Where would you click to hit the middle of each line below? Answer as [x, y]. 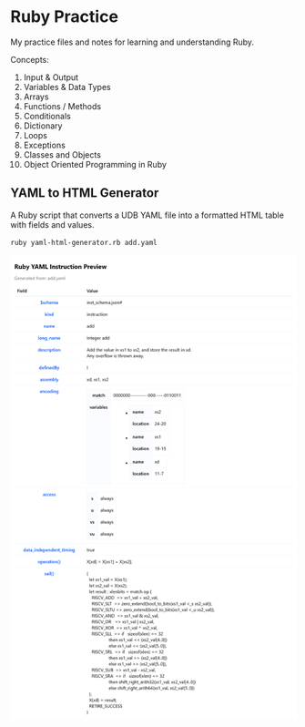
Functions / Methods [62, 106]
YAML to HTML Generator [85, 193]
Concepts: [30, 59]
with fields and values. [52, 224]
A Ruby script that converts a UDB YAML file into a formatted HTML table [147, 215]
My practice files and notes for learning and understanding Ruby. [132, 42]
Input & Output [51, 77]
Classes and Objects [62, 154]
